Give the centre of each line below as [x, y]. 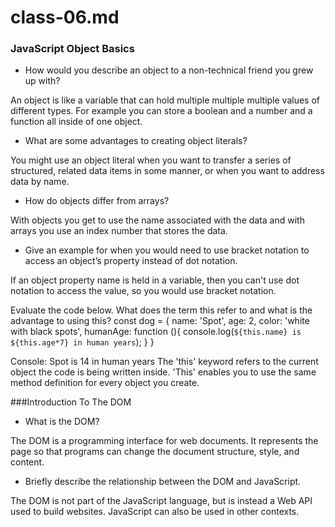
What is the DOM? [62, 422]
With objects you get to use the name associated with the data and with [157, 220]
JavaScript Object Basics [72, 49]
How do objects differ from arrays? [97, 201]
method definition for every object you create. [105, 383]
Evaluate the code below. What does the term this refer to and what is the [161, 310]
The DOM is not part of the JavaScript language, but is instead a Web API [161, 501]
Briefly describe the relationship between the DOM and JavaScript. [163, 482]
